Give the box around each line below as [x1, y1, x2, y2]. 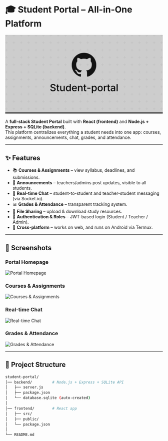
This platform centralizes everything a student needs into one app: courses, [5, 129, 161, 135]
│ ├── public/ [5, 417, 39, 422]
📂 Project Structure [5, 361, 66, 369]
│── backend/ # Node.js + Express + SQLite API [5, 380, 124, 385]
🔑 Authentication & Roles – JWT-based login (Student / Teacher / [12, 214, 148, 220]
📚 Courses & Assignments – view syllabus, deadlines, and [12, 167, 135, 173]
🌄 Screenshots [5, 243, 52, 252]
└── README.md [5, 433, 35, 438]
